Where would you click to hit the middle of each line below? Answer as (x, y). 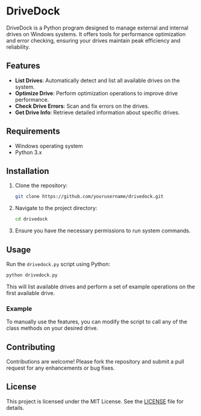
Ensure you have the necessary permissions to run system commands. (103, 231)
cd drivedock (31, 219)
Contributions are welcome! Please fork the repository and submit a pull (95, 361)
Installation (28, 171)
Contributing (31, 347)
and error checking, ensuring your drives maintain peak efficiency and (93, 40)
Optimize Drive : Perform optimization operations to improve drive (96, 93)
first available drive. (31, 293)
